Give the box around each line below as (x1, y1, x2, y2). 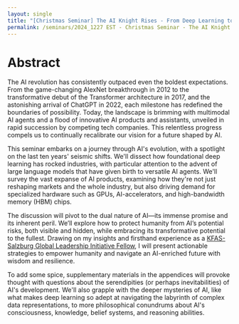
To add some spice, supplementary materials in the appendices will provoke (7, 271, 230, 279)
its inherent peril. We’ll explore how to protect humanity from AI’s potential (7, 219, 224, 228)
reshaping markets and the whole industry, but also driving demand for (7, 182, 216, 191)
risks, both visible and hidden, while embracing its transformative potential (7, 226, 225, 235)
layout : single (7, 10, 53, 18)
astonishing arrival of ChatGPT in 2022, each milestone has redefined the (7, 100, 223, 109)
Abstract (7, 54, 60, 70)
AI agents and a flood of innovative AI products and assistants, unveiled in (7, 115, 225, 125)
